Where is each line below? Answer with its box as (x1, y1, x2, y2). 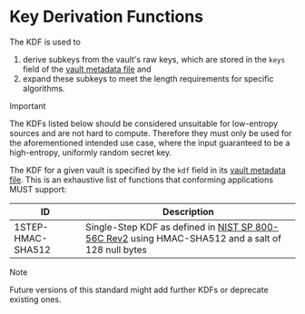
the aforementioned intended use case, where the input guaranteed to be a (9, 137, 290, 148)
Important (9, 100, 46, 111)
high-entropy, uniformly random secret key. (9, 147, 172, 158)
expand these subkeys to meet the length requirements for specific (22, 73, 274, 83)
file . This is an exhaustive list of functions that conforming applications (9, 174, 274, 185)
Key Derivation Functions (9, 6, 204, 27)
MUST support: (9, 183, 67, 194)
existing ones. (9, 293, 62, 305)
